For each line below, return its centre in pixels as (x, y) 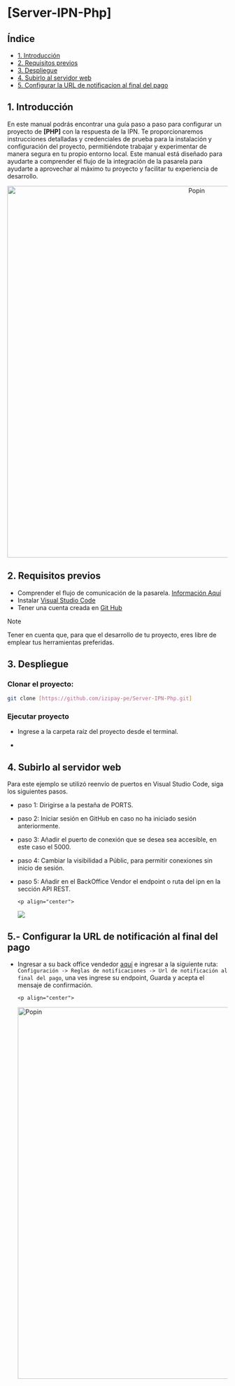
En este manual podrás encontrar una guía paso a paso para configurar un (115, 124)
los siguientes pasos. (38, 791)
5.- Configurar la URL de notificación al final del (113, 936)
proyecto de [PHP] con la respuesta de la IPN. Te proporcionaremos (105, 132)
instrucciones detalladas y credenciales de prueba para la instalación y (109, 139)
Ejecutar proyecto (38, 716)
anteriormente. (39, 826)
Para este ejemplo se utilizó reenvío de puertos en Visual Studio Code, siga (115, 784)
